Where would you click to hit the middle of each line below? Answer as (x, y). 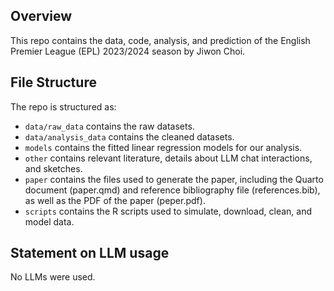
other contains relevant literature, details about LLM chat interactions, (168, 158)
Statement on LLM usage (90, 253)
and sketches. (53, 168)
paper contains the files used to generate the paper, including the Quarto (174, 179)
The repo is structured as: (63, 106)
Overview (41, 16)
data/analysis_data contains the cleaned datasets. (129, 136)
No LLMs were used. (53, 277)
